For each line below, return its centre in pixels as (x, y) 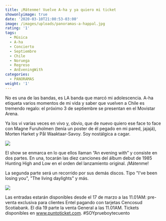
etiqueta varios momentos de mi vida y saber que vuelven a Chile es (75, 103)
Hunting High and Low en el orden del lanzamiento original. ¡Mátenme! (77, 163)
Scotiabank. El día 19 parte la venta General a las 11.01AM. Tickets (72, 208)
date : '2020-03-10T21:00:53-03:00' (42, 19)
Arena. (12, 113)
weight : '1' (17, 83)
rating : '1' (17, 28)
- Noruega (20, 61)
